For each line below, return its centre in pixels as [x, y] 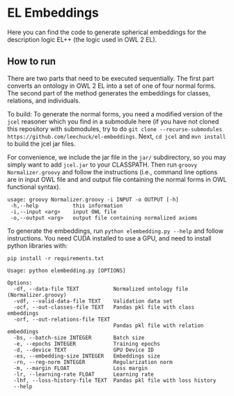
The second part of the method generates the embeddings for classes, [109, 93]
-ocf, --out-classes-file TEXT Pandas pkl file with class [104, 307]
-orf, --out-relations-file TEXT [62, 319]
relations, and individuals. [44, 100]
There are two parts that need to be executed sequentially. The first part [111, 78]
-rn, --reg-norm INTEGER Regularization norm [93, 362]
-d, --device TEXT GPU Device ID [84, 350]
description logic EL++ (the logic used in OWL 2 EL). [82, 39]
